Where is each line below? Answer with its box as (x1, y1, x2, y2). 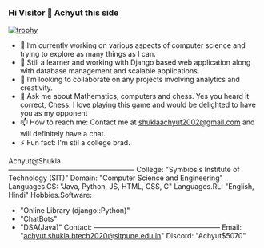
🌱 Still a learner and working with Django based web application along (19, 57, 251, 67)
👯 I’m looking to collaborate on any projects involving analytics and (19, 75, 240, 85)
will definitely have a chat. (19, 129, 106, 139)
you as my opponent (19, 108, 88, 118)
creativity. (19, 83, 54, 93)
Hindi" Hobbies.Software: (8, 191, 92, 200)
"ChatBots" (19, 215, 58, 224)
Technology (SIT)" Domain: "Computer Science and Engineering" (8, 173, 223, 183)
